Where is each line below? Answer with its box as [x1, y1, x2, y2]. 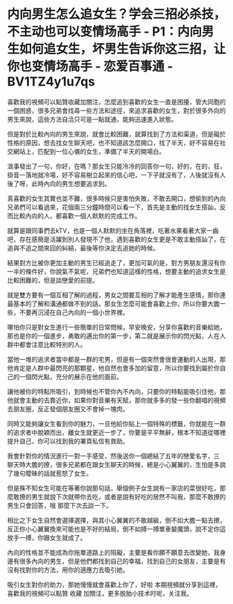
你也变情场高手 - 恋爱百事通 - [7, 58, 173, 74]
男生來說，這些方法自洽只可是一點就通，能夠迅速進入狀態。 [7, 115, 178, 123]
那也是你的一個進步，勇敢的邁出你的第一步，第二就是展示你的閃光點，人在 [7, 331, 220, 340]
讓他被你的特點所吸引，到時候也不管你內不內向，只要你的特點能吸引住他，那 [7, 387, 226, 395]
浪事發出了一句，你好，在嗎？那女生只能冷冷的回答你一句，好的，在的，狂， [7, 161, 226, 170]
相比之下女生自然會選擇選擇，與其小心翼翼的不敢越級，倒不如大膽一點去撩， [7, 516, 226, 524]
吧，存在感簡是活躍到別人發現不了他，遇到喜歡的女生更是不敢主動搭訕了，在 [7, 235, 226, 244]
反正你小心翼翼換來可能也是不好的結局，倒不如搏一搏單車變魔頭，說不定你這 [7, 525, 226, 533]
